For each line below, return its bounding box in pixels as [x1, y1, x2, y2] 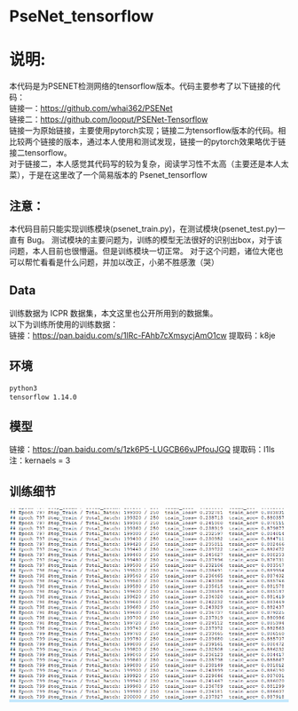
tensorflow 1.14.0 [9, 393, 77, 402]
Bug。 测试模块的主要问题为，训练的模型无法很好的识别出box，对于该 [26, 234, 283, 245]
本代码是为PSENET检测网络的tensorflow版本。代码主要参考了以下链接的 [9, 81, 273, 92]
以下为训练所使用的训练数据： [9, 318, 118, 330]
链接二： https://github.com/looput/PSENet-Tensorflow [9, 114, 208, 125]
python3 [9, 384, 38, 393]
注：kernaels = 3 [9, 455, 71, 466]
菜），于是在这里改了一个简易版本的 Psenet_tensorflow [9, 170, 208, 180]
